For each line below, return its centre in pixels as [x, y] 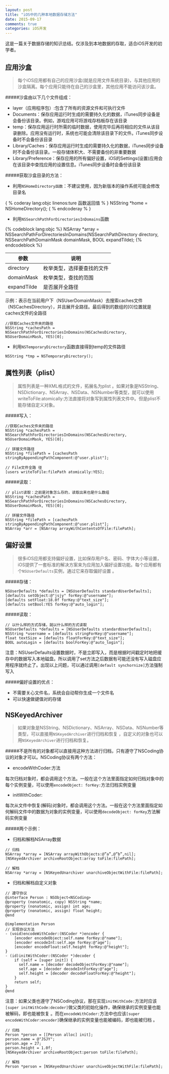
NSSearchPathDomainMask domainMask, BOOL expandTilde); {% [74, 240]
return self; [28, 982]
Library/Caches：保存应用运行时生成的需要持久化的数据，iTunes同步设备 [88, 145]
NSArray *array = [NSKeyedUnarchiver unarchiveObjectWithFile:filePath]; [84, 873]
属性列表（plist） [32, 373]
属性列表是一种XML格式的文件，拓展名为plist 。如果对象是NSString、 [89, 386]
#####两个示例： [23, 829]
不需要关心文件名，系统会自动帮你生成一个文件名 [63, 693]
